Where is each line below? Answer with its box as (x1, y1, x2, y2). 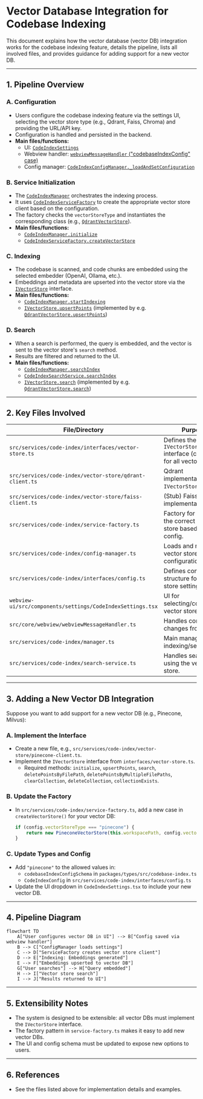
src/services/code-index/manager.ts (9, 638, 115, 646)
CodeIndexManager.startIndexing (24, 299, 106, 305)
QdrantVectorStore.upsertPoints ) (24, 310, 108, 318)
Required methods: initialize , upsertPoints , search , (24, 764, 156, 772)
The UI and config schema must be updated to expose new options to (14, 1040, 189, 1048)
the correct (163, 517, 195, 525)
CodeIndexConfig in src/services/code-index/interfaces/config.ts (24, 876, 192, 884)
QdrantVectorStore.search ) (24, 384, 92, 392)
